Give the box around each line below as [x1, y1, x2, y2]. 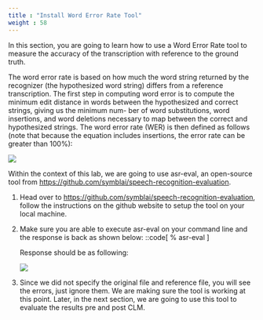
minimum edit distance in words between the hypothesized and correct [8, 97, 239, 107]
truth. [8, 56, 26, 67]
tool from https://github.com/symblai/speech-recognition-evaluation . [8, 177, 232, 187]
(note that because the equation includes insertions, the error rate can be [8, 130, 246, 140]
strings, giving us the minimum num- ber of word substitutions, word [8, 105, 230, 115]
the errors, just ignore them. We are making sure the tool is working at [19, 285, 246, 295]
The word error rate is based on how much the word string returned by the [8, 72, 250, 82]
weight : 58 [8, 19, 47, 27]
